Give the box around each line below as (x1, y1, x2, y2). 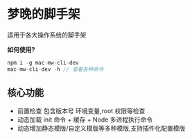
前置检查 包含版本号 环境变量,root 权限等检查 (17, 106, 146, 115)
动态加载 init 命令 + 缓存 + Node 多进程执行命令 (17, 115, 153, 124)
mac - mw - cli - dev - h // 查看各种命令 (7, 65, 104, 73)
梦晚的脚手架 (7, 6, 81, 22)
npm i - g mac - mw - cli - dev (7, 59, 79, 66)
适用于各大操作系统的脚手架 (7, 31, 87, 39)
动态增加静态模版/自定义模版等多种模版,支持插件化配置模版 (17, 124, 186, 132)
